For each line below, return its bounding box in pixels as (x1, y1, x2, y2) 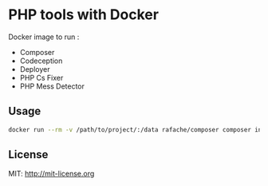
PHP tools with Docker (8, 6, 160, 24)
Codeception (19, 56, 63, 65)
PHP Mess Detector (19, 81, 85, 91)
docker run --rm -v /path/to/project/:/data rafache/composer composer (8, 125, 251, 133)
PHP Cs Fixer (19, 73, 64, 82)
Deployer (19, 64, 50, 73)
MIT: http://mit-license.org (8, 169, 95, 179)
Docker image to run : (8, 32, 80, 42)
